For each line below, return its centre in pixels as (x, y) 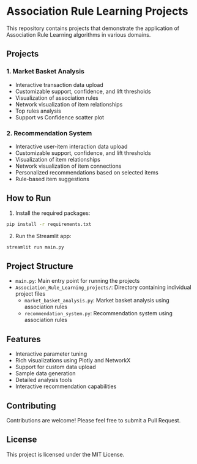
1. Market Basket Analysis (45, 72)
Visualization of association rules (57, 98)
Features (24, 339)
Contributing (31, 406)
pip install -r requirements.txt (49, 224)
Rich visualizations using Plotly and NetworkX (73, 361)
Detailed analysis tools (43, 380)
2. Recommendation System (49, 133)
